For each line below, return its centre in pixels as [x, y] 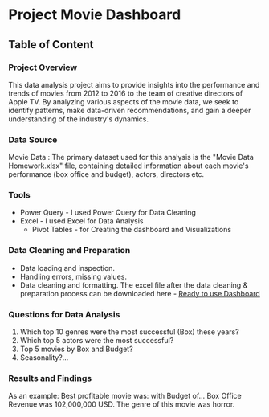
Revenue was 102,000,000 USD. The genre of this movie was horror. [122, 404]
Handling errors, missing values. [73, 276]
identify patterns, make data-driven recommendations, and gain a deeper [130, 110]
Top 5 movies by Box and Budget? [77, 349]
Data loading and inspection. [67, 268]
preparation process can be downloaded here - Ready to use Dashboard [140, 293]
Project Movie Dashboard [95, 15]
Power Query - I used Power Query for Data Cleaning [108, 213]
